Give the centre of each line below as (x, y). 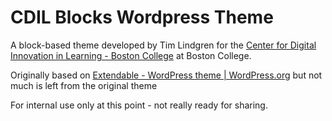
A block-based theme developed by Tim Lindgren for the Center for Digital (163, 45)
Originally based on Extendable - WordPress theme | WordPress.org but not (166, 75)
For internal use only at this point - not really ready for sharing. (139, 105)
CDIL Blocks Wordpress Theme (142, 17)
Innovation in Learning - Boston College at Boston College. (131, 55)
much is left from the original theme (84, 85)
